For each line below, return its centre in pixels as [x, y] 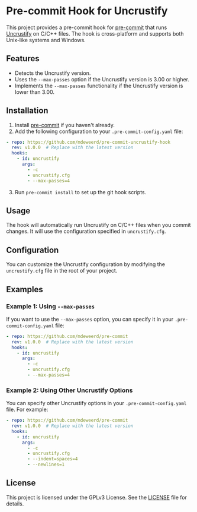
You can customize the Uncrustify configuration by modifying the [86, 264]
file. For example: [27, 410]
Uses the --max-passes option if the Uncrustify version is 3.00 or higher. [102, 79]
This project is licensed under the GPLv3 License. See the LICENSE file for [97, 497]
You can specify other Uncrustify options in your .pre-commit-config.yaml [96, 403]
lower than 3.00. [35, 92]
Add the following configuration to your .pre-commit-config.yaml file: [99, 131]
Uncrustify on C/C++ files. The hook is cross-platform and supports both [95, 33]
